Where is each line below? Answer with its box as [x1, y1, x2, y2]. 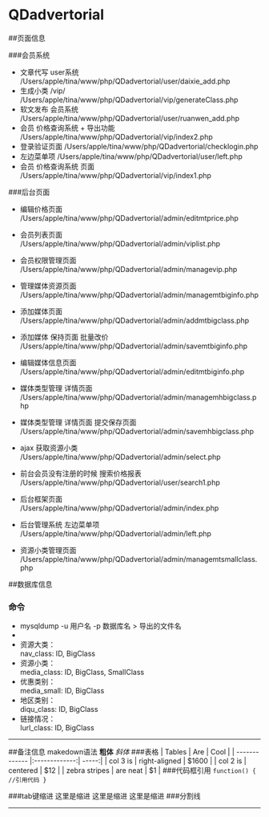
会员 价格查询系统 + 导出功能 [19, 123, 115, 132]
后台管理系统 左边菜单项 [19, 519, 100, 529]
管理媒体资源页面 [19, 281, 77, 291]
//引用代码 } [8, 776, 47, 784]
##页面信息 [8, 33, 46, 43]
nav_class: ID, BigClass [19, 648, 96, 659]
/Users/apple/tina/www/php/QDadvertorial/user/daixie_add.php [19, 76, 231, 86]
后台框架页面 [19, 494, 62, 503]
